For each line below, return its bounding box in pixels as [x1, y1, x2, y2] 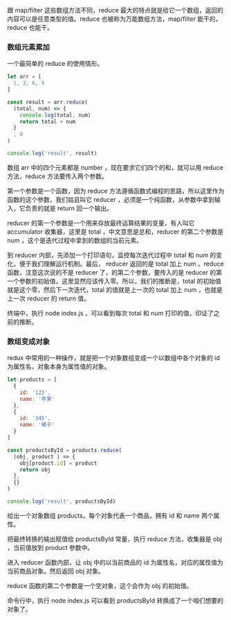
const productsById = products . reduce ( [7, 447, 122, 454]
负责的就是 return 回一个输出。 [25, 204, 113, 212]
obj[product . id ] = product [19, 460, 98, 467]
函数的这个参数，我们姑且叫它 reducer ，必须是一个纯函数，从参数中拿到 [7, 195, 215, 203]
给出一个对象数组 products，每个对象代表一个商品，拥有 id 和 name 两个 [7, 511, 214, 519]
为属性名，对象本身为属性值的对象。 [7, 363, 111, 371]
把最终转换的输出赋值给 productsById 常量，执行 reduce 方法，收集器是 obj [7, 535, 223, 543]
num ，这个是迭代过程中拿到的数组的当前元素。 [7, 236, 143, 244]
